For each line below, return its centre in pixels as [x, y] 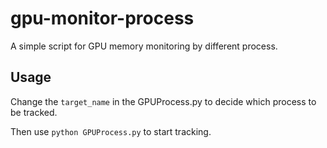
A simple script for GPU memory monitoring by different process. [144, 46]
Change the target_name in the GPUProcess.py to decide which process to [163, 101]
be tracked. [34, 112]
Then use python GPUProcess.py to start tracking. [111, 131]
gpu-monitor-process [102, 18]
